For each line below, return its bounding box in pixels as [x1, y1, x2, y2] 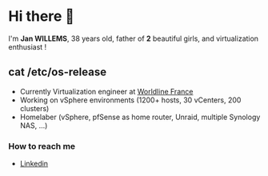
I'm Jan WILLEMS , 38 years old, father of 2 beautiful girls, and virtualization [8, 34, 258, 43]
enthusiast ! [8, 42, 47, 51]
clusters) [19, 103, 50, 113]
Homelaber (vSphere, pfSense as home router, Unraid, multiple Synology [19, 112, 261, 122]
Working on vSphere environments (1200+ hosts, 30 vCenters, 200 [19, 95, 242, 105]
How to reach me [8, 140, 76, 151]
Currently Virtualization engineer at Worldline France [19, 86, 194, 96]
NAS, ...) [19, 120, 48, 130]
